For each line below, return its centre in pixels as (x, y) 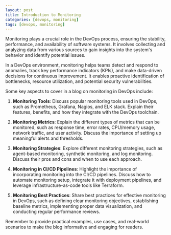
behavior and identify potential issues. (45, 55)
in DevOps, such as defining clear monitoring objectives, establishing (86, 201)
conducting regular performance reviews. (56, 212)
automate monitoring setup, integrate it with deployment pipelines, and (87, 180)
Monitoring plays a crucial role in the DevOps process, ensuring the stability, (86, 39)
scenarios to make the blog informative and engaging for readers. (74, 227)
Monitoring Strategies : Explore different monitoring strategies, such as (88, 148)
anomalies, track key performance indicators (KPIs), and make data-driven (84, 71)
